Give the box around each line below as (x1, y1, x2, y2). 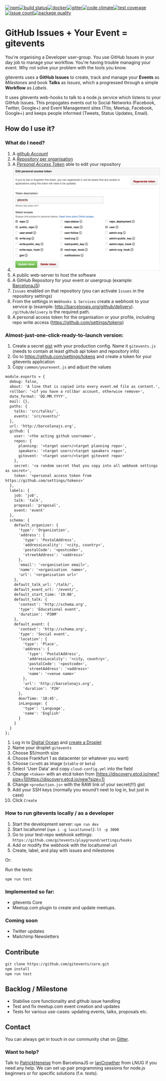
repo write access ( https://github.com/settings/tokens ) (12, 319, 124, 325)
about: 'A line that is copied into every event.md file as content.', (9, 384, 161, 389)
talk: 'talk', (14, 498, 43, 503)
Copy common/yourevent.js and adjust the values (12, 364, 111, 370)
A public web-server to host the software (12, 272, 96, 278)
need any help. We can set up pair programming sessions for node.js (5, 1065, 146, 1071)
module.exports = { (5, 374, 45, 379)
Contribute (5, 948, 40, 956)
